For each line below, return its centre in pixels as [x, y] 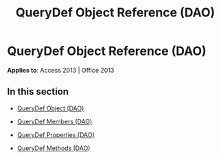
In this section [38, 91]
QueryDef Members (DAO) [55, 121]
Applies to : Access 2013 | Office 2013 [61, 70]
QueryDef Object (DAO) [50, 108]
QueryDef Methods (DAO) [54, 148]
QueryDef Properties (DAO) [56, 134]
